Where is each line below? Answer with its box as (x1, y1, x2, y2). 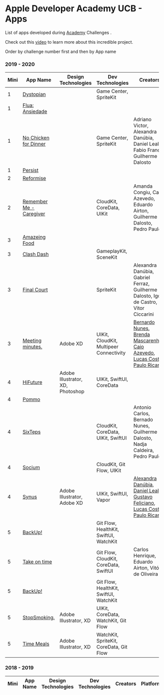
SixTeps (22, 428, 41, 435)
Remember (22, 198, 48, 205)
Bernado (133, 416, 153, 423)
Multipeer (96, 344, 119, 350)
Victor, (133, 122, 149, 129)
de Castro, (133, 298, 158, 305)
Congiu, (133, 189, 151, 196)
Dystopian (22, 91, 46, 98)
